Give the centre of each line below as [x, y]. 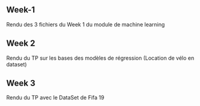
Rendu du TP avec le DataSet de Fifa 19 [55, 98]
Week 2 [21, 44]
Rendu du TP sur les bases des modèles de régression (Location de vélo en [100, 58]
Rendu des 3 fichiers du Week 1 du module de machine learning [85, 24]
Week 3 [21, 83]
